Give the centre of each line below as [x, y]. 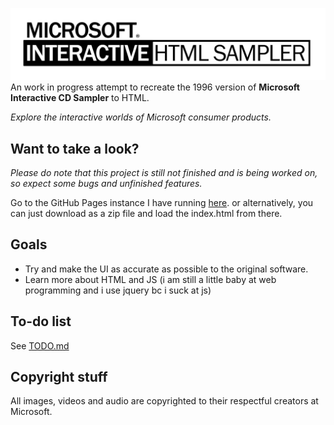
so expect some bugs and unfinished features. [106, 183]
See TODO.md [40, 345]
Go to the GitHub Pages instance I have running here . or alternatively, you [162, 202]
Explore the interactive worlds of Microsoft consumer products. [141, 117]
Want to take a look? [75, 148]
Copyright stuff [59, 377]
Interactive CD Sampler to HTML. [80, 98]
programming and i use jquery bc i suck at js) [118, 290]
